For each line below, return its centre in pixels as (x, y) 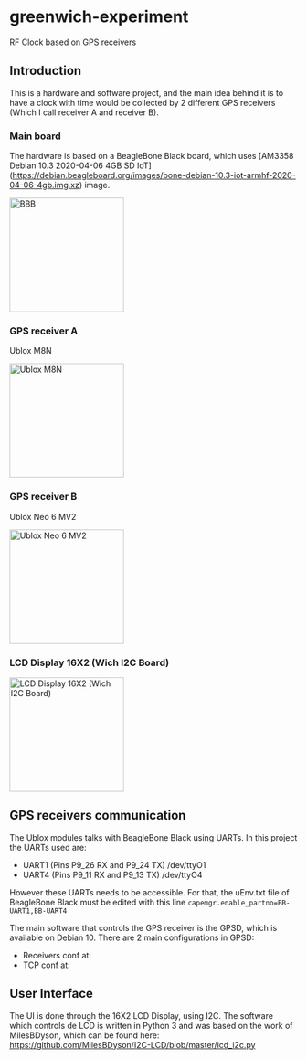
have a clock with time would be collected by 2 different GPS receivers (143, 102)
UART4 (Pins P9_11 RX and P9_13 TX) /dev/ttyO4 (112, 874)
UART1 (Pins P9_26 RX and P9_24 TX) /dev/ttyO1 (114, 864)
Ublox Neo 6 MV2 (43, 516)
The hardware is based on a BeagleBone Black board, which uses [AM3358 (152, 156)
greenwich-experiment (99, 17)
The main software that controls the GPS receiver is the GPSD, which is (143, 927)
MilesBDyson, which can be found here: (85, 1035)
